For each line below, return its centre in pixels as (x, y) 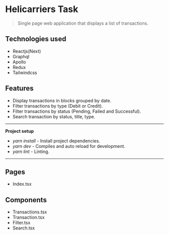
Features (19, 88)
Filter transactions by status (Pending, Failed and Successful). (77, 111)
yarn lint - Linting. (31, 151)
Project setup (20, 131)
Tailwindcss (25, 72)
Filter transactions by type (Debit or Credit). (58, 106)
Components (26, 200)
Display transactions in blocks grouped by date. (62, 100)
